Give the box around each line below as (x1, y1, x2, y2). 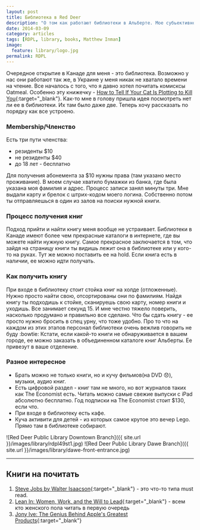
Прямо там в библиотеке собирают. (14, 422, 107, 429)
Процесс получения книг (6, 212, 83, 220)
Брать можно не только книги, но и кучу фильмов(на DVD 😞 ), (14, 371, 173, 378)
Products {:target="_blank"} (14, 517, 82, 524)
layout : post (6, 8, 39, 15)
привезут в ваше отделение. (6, 343, 79, 350)
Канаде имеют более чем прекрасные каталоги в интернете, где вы (6, 232, 180, 239)
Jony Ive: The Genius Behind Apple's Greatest (14, 510, 128, 517)
